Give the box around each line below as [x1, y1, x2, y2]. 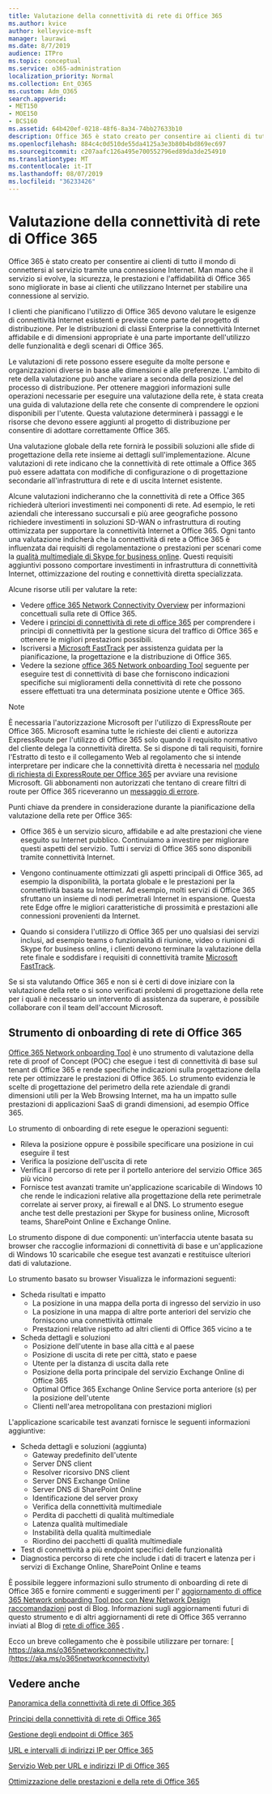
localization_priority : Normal [8, 72, 114, 80]
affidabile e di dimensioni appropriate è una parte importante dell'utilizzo [8, 332, 251, 342]
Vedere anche [8, 1677, 81, 1691]
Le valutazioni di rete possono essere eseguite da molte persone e [8, 356, 231, 366]
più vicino [19, 1174, 53, 1183]
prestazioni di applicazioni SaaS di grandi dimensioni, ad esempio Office [8, 1099, 249, 1109]
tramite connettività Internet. [19, 852, 116, 862]
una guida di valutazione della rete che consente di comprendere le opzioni [8, 399, 259, 409]
